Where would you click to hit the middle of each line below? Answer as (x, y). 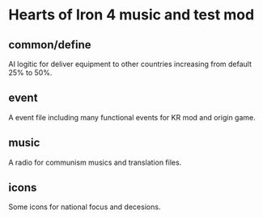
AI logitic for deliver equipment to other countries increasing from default (130, 64)
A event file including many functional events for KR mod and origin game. (132, 117)
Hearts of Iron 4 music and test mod (131, 15)
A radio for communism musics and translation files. (95, 162)
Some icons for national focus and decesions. (85, 207)
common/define (50, 45)
